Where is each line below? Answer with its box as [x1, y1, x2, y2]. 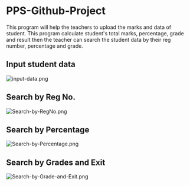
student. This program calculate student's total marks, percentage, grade [6, 29, 184, 36]
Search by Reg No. [6, 92, 76, 102]
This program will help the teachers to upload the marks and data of [6, 24, 172, 31]
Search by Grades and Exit [6, 157, 106, 167]
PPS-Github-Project [6, 4, 106, 18]
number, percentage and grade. [6, 42, 84, 49]
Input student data [6, 59, 76, 69]
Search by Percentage [6, 125, 90, 135]
